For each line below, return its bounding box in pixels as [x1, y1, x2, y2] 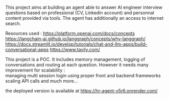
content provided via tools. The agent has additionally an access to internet [5, 15, 164, 21]
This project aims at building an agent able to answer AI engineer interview [5, 5, 162, 10]
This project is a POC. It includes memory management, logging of [5, 56, 146, 62]
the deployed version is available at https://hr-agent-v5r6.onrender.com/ [5, 88, 158, 93]
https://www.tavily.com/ [50, 47, 101, 52]
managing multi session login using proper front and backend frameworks [5, 73, 161, 78]
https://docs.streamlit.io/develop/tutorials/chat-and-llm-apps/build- [5, 41, 148, 47]
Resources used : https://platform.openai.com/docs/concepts [5, 30, 135, 36]
